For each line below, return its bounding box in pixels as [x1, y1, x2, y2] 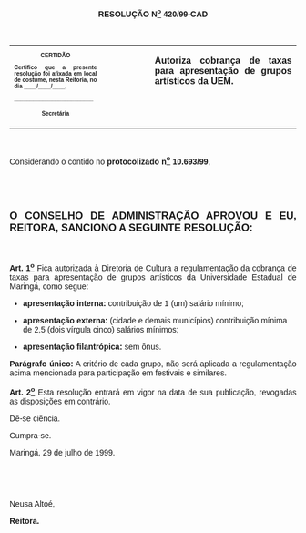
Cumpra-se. [9, 430, 52, 440]
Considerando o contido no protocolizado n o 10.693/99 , [9, 154, 211, 167]
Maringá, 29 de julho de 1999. [9, 447, 116, 457]
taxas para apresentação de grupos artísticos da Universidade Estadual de [9, 272, 297, 282]
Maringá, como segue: [9, 281, 89, 292]
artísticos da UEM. [154, 76, 234, 87]
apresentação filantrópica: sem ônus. [22, 341, 162, 352]
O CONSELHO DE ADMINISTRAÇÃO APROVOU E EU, [9, 210, 297, 222]
